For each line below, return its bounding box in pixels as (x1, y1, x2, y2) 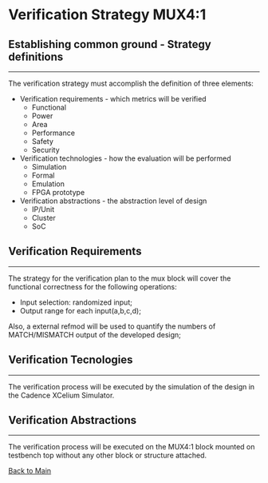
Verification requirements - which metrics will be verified (19, 94, 207, 103)
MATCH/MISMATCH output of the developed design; (8, 329, 182, 339)
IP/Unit (31, 205, 54, 214)
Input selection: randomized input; (19, 297, 133, 307)
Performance (31, 128, 76, 138)
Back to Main (8, 466, 52, 476)
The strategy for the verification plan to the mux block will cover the (8, 273, 231, 283)
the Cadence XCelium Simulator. (8, 390, 115, 400)
